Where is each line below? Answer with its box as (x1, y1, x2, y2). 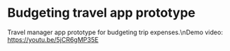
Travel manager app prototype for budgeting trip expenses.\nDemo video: (7, 28, 223, 36)
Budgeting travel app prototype (7, 5, 196, 21)
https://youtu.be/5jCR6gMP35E (7, 35, 99, 43)
